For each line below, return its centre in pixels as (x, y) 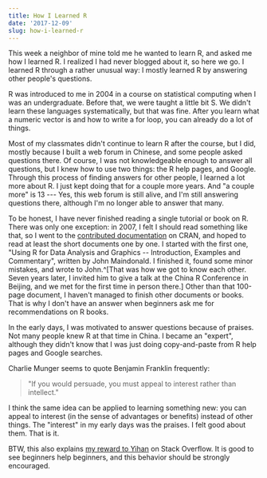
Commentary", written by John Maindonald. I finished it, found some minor (131, 261)
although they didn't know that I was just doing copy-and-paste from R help (132, 345)
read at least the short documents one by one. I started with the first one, (128, 244)
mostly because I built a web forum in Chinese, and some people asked (126, 152)
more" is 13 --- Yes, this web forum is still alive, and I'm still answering (124, 195)
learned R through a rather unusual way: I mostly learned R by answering (128, 70)
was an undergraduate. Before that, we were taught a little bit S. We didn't (130, 103)
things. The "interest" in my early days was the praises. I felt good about (127, 425)
